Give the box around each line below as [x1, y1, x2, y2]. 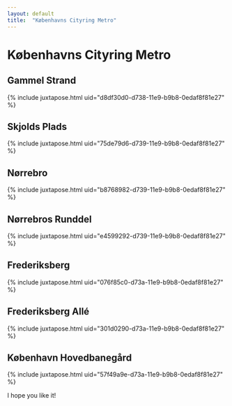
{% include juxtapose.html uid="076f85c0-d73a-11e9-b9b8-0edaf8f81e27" [7, 277, 224, 287]
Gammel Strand [7, 75, 77, 87]
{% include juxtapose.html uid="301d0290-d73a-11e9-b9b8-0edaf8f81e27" [7, 324, 225, 333]
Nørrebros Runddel [7, 213, 92, 225]
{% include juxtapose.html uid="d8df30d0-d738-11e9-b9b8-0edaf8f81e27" [7, 93, 225, 101]
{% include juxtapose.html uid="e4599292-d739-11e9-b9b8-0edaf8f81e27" [7, 231, 226, 240]
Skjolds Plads [7, 120, 68, 133]
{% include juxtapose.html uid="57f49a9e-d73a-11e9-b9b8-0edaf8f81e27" [7, 370, 223, 379]
